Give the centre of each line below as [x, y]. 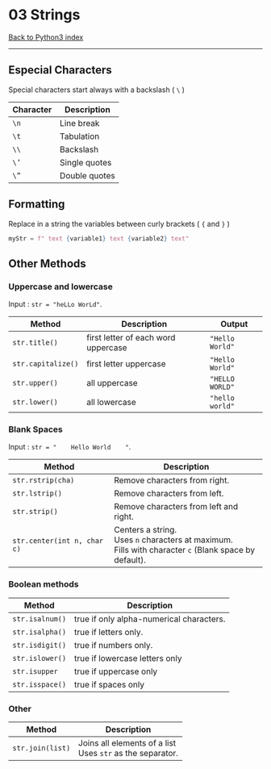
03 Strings [44, 15]
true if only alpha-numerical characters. [150, 619]
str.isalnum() [40, 619]
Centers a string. [146, 530]
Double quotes [87, 175]
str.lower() [35, 402]
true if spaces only [109, 684]
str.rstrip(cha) [44, 481]
